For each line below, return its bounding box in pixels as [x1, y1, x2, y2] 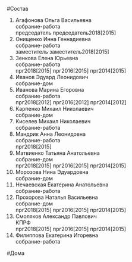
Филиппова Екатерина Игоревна [15, 232, 99, 239]
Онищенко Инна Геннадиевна [15, 36, 91, 42]
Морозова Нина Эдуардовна [15, 169, 89, 175]
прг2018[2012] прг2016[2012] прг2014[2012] [15, 99, 127, 106]
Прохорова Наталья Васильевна [15, 194, 98, 201]
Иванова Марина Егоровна [15, 86, 84, 93]
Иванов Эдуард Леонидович [15, 74, 89, 80]
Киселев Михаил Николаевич [15, 118, 91, 124]
